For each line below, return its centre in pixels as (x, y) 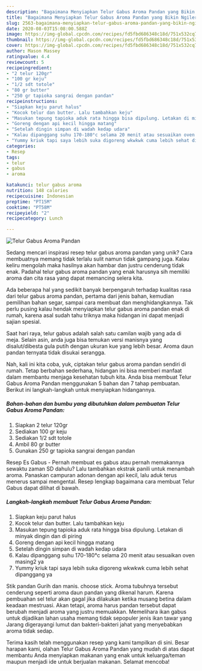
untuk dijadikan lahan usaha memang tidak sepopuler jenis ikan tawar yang (99, 618)
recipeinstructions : (32, 101)
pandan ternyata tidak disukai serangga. (56, 353)
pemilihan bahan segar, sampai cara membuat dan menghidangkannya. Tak (100, 303)
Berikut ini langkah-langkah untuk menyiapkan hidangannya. (81, 390)
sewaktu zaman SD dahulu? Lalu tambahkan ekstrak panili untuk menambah (100, 469)
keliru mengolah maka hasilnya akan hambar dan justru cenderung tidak (95, 265)
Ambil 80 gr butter (38, 444)
